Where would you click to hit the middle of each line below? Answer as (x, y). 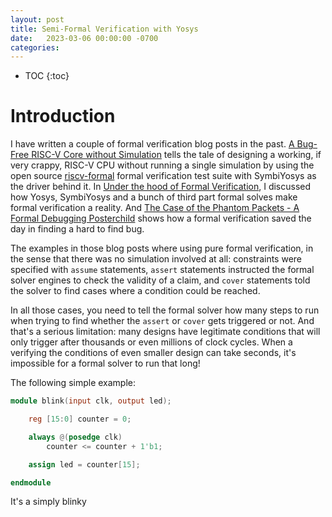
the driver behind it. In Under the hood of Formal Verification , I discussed (161, 187)
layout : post (37, 19)
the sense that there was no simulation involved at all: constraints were (156, 259)
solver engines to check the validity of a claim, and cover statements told (160, 280)
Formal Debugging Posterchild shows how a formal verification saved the (161, 218)
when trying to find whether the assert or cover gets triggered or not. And (162, 321)
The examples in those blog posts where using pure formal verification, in (162, 248)
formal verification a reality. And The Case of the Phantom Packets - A (155, 208)
